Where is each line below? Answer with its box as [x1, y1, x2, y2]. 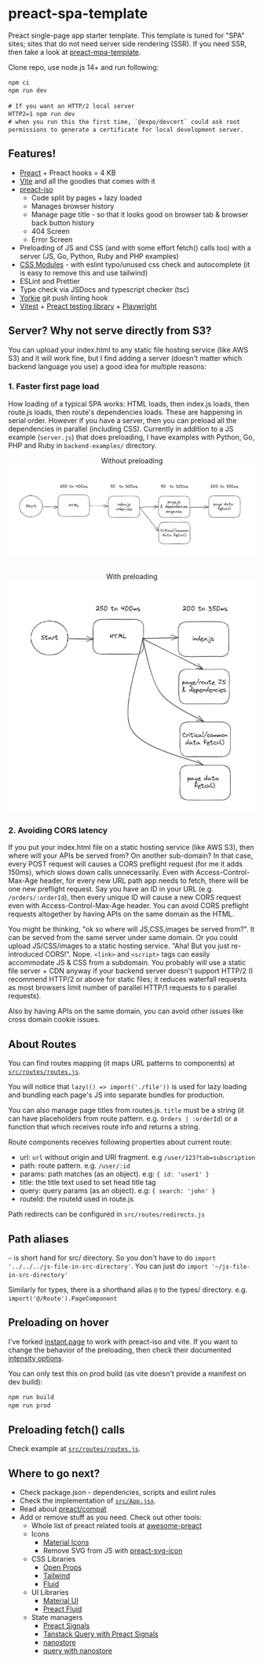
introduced [8, 950, 44, 959]
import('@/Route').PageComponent [8, 1295, 118, 1303]
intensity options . [8, 1353, 64, 1362]
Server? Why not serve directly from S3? [8, 324, 212, 337]
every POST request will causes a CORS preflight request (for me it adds [8, 859, 243, 869]
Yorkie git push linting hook [19, 293, 108, 302]
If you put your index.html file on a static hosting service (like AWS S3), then [8, 843, 254, 852]
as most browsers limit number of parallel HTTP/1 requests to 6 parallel [8, 983, 237, 993]
